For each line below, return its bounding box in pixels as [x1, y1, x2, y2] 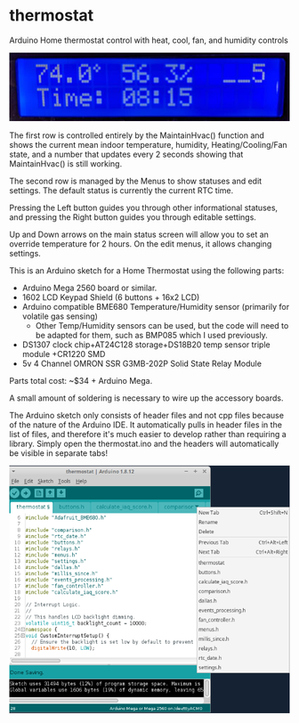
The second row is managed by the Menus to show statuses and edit [9, 175, 263, 187]
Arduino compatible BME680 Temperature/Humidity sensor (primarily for [21, 302, 290, 313]
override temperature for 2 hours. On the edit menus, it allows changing [9, 239, 272, 249]
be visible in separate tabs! [9, 448, 109, 459]
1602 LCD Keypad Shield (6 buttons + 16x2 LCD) [21, 292, 200, 303]
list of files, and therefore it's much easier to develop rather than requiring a [9, 429, 287, 440]
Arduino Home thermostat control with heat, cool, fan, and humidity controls [9, 35, 289, 45]
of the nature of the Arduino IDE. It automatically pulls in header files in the [9, 419, 283, 430]
